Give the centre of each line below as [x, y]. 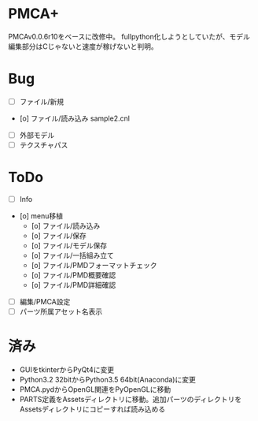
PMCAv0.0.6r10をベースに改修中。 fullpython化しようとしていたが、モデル [129, 36]
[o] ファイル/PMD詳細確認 [74, 285]
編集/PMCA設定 [45, 302]
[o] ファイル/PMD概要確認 [74, 275]
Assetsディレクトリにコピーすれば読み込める [92, 409]
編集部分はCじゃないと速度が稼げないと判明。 [83, 46]
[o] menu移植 [41, 216]
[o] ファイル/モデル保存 [69, 246]
